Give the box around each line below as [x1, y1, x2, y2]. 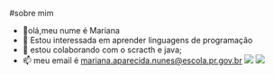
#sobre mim [9, 8, 54, 18]
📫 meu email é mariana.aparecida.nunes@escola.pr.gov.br [22, 55, 242, 66]
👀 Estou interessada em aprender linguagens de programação [22, 35, 253, 45]
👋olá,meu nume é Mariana [22, 25, 120, 35]
